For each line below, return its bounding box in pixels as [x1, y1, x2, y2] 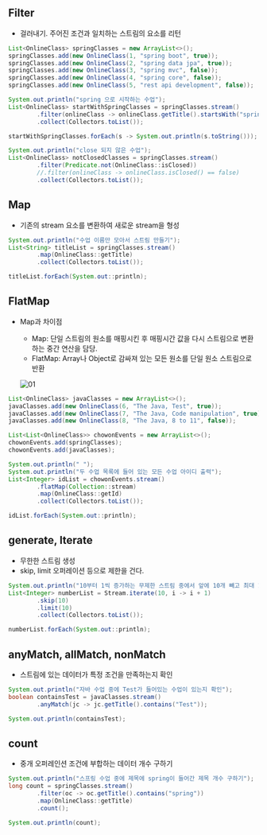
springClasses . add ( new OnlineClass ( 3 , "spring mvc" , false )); [8, 67, 219, 75]
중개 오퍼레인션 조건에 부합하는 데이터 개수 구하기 [19, 759, 173, 768]
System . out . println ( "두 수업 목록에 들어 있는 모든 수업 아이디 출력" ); [8, 468, 222, 476]
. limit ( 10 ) [37, 604, 73, 612]
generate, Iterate [8, 534, 93, 547]
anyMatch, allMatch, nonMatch [8, 647, 166, 661]
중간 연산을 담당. [46, 344, 98, 353]
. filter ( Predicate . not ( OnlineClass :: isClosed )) [37, 161, 197, 169]
